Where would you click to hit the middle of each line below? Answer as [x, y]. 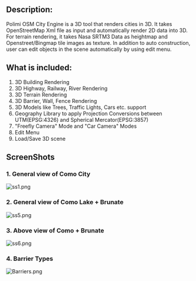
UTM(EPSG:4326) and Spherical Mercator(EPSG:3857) [81, 119]
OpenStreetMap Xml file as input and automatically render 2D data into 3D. [97, 30]
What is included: [39, 68]
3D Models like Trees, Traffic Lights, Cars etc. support [80, 107]
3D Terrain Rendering [41, 95]
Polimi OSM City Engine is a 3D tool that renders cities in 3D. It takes [89, 24]
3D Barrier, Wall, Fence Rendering [56, 101]
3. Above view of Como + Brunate [55, 230]
